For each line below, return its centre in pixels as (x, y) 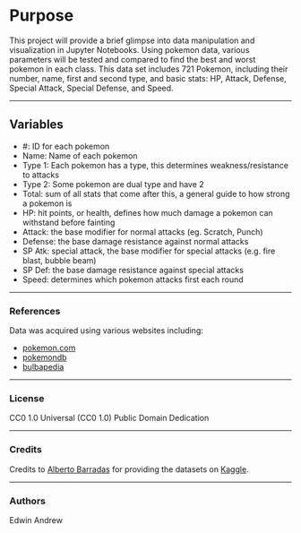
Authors (28, 501)
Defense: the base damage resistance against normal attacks (135, 241)
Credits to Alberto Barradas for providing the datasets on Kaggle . (129, 469)
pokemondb (44, 357)
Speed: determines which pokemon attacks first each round (133, 279)
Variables (37, 125)
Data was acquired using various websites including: (107, 331)
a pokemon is (47, 203)
